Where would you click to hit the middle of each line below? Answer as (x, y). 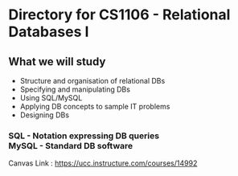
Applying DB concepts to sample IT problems (95, 106)
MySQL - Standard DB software (71, 145)
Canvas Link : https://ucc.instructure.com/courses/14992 (103, 163)
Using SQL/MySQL (51, 98)
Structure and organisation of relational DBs (92, 81)
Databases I (49, 32)
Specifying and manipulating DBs (75, 89)
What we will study (57, 61)
